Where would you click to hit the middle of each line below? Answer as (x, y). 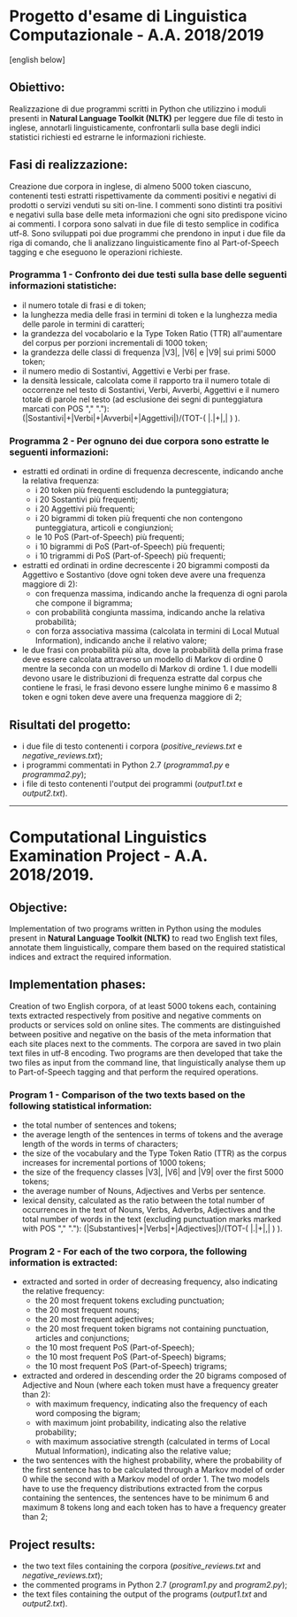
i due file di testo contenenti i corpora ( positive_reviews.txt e (132, 746)
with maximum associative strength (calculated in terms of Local (152, 1442)
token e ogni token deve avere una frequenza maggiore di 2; (132, 697)
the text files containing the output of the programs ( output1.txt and (145, 1594)
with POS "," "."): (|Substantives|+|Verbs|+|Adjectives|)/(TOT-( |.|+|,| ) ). (152, 1228)
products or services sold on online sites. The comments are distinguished (145, 1025)
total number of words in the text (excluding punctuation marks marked (151, 1220)
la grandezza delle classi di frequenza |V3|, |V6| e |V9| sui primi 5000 (149, 352)
